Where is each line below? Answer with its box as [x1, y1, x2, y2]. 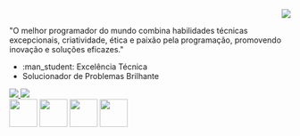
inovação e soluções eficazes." [9, 44, 124, 54]
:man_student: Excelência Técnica [21, 61, 148, 72]
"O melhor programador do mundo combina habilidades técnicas [9, 26, 248, 36]
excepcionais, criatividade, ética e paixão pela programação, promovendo [9, 35, 282, 45]
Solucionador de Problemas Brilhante [21, 71, 159, 81]
